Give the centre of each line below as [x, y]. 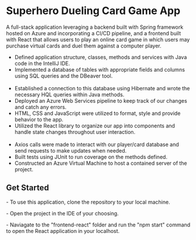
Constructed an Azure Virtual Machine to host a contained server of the [101, 163]
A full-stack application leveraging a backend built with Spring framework [95, 27]
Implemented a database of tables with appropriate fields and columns [100, 69]
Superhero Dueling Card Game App [93, 11]
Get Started [27, 188]
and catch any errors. [40, 107]
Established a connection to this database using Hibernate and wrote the [102, 88]
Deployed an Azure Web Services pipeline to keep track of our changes [101, 100]
